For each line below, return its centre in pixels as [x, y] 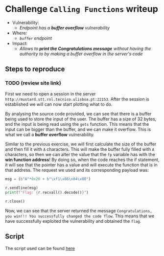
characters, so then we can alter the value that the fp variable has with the [80, 154]
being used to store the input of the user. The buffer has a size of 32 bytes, [81, 119]
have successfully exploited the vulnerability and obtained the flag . [73, 221]
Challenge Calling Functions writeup [82, 9]
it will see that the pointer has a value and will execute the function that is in [81, 164]
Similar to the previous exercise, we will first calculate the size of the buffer [81, 144]
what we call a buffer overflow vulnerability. [50, 134]
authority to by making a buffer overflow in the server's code [81, 54]
